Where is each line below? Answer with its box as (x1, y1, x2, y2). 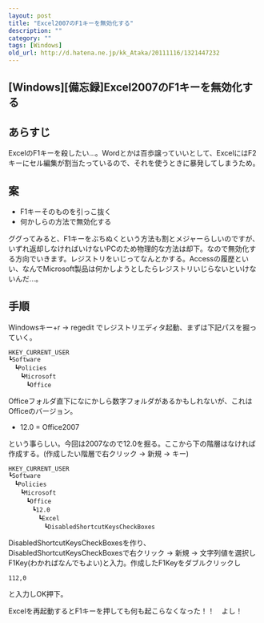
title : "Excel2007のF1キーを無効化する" (8, 19, 134, 27)
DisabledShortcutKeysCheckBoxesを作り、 (8, 538, 150, 548)
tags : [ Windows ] (8, 42, 62, 50)
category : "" (8, 34, 52, 42)
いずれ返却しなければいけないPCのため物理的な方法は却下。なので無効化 (8, 244, 250, 253)
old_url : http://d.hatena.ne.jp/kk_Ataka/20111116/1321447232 (8, 49, 220, 57)
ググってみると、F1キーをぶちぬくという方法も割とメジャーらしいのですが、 (8, 234, 260, 244)
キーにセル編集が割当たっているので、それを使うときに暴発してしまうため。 (8, 158, 260, 168)
